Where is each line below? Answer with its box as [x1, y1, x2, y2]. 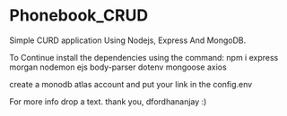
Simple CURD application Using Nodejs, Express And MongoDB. [9, 35, 247, 46]
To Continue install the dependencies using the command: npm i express [9, 52, 279, 62]
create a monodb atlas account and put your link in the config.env [9, 79, 253, 89]
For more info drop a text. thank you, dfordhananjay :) [9, 95, 207, 107]
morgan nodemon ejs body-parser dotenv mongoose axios [9, 62, 227, 72]
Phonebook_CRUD [9, 5, 149, 26]
